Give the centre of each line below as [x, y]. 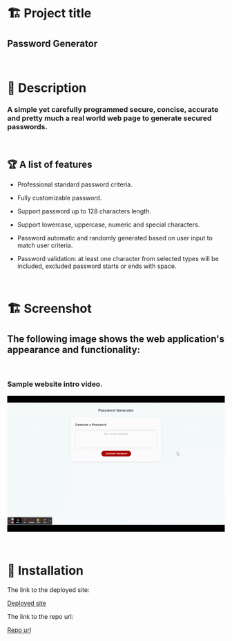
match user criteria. [45, 245]
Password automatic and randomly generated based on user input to [115, 238]
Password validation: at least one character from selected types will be [118, 259]
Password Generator [52, 43]
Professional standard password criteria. [75, 184]
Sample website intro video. [55, 384]
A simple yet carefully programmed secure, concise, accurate [113, 110]
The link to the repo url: [40, 616]
